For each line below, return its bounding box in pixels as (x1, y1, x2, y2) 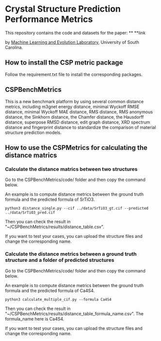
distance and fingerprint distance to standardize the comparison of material (5, 124, 156, 130)
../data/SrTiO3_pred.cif (5, 210, 55, 215)
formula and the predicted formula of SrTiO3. (5, 197, 95, 202)
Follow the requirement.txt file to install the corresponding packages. (5, 72, 143, 77)
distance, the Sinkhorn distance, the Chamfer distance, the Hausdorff (5, 114, 144, 120)
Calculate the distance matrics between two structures (5, 165, 138, 172)
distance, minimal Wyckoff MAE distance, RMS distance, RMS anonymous (5, 108, 153, 115)
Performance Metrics (5, 14, 93, 25)
